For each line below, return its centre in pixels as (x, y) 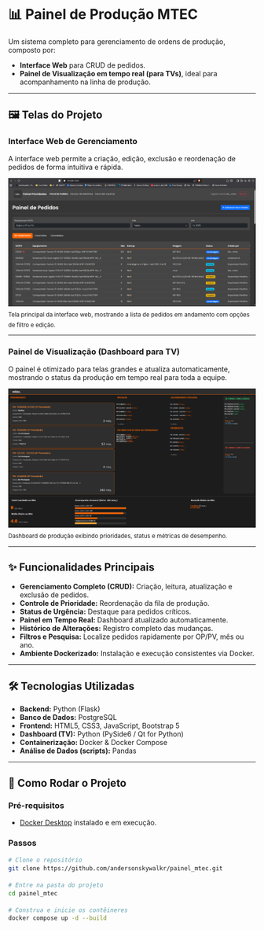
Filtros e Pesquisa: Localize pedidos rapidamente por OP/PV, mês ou (132, 637)
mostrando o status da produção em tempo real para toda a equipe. (118, 377)
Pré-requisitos (36, 805)
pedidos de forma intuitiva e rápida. (66, 167)
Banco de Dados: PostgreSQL (68, 718)
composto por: (32, 50)
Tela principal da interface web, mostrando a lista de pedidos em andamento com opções (129, 315)
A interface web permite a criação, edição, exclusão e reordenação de (122, 158)
